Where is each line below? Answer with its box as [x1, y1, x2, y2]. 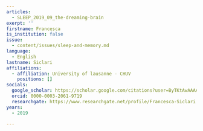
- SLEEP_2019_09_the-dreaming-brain [11, 14, 104, 21]
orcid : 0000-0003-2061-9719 [11, 93, 83, 99]
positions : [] [17, 76, 53, 82]
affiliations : [6, 65, 42, 71]
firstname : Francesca [6, 25, 61, 32]
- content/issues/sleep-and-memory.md [11, 43, 110, 49]
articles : [6, 8, 31, 15]
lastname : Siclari [6, 59, 53, 65]
